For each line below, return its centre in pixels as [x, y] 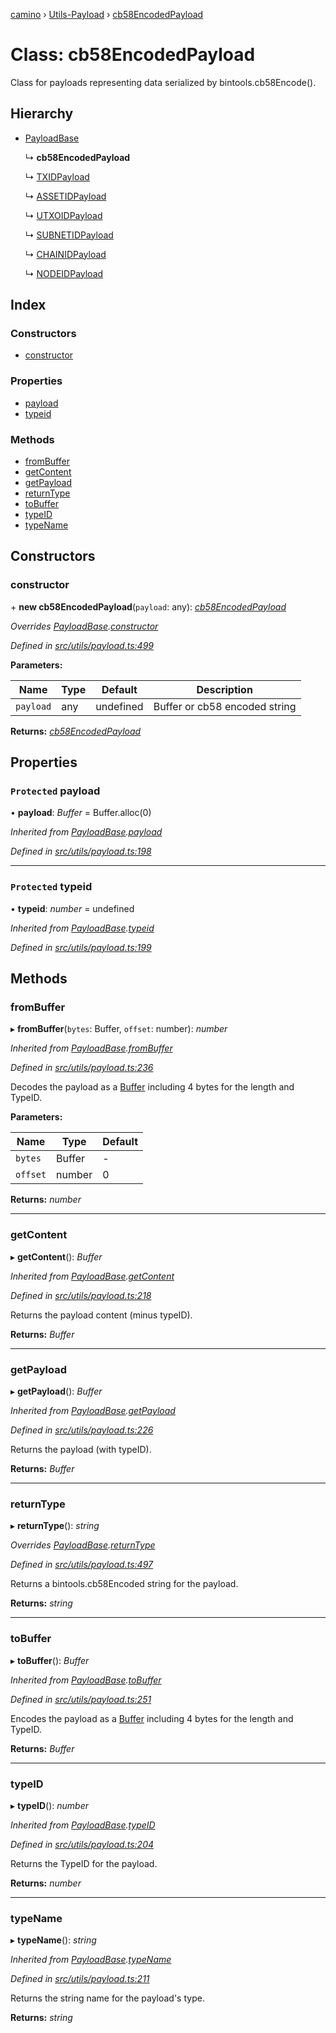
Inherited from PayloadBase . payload [86, 832]
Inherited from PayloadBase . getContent [92, 1276]
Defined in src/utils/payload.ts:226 [82, 1430]
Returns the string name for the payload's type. [107, 1998]
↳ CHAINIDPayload [65, 254]
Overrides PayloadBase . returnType [83, 1545]
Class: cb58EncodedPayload [133, 55]
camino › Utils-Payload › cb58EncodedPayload [107, 14]
